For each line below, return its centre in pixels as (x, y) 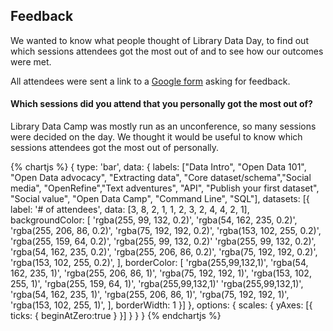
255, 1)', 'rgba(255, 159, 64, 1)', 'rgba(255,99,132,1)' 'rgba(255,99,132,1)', (157, 284)
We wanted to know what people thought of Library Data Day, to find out (159, 40)
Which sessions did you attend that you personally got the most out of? (161, 104)
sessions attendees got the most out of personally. (115, 148)
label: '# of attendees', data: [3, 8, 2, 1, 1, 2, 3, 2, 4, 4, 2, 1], (130, 210)
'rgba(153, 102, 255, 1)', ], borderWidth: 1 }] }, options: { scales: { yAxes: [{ (161, 305)
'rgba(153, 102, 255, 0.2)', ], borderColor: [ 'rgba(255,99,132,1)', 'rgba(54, (159, 263)
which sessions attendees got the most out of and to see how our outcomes (167, 51)
